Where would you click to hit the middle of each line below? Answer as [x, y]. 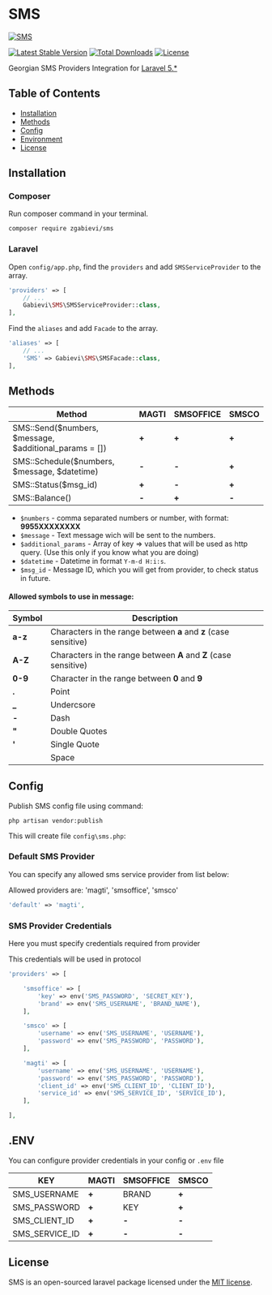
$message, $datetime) [55, 471]
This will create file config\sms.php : [67, 836]
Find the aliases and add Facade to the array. [83, 329]
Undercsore [72, 704]
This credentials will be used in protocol [75, 959]
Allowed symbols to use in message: [71, 596]
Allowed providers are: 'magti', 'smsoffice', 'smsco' [93, 890]
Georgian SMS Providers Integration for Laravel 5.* [93, 68]
